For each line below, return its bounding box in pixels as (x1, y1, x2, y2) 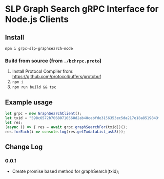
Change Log (5, 142, 43, 151)
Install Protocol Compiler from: (12, 68, 74, 74)
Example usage (5, 98, 53, 106)
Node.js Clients (5, 14, 69, 25)
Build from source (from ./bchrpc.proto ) (5, 57, 102, 64)
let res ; (5, 120, 23, 125)
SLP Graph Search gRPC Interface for (5, 3, 159, 15)
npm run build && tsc (12, 85, 56, 90)
